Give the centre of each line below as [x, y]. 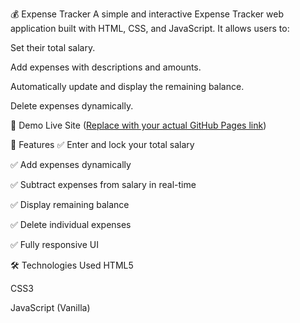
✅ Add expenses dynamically [71, 164]
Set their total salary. [53, 47]
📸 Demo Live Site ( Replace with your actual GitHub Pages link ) [138, 125]
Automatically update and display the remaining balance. [127, 86]
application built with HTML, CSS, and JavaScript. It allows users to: [150, 28]
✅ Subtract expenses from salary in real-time [103, 184]
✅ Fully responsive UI [54, 244]
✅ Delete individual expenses [71, 224]
